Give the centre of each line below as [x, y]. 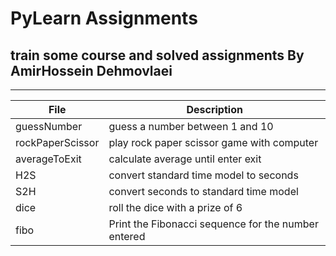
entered [127, 236]
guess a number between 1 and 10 [191, 126]
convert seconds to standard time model [203, 191]
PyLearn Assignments [104, 18]
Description [214, 109]
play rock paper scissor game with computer [213, 142]
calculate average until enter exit [185, 159]
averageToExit [48, 159]
